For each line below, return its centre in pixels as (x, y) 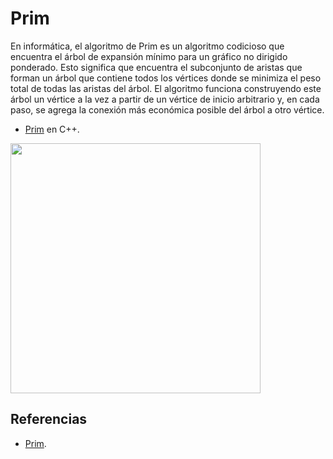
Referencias (49, 419)
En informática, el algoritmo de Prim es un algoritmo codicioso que (147, 46)
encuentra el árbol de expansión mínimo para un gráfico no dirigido (149, 56)
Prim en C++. (52, 129)
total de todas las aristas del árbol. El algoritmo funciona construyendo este (166, 88)
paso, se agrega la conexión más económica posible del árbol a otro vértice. (167, 109)
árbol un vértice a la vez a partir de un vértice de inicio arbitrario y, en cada (165, 99)
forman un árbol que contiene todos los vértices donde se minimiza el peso (166, 78)
